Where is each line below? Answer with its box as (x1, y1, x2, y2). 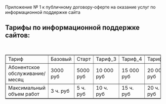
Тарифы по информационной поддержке (5, 24, 140, 32)
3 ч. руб (50, 87, 70, 94)
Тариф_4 (122, 55, 142, 62)
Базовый (50, 55, 72, 62)
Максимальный (8, 84, 46, 91)
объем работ (8, 90, 40, 97)
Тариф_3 (96, 55, 117, 62)
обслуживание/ (8, 70, 46, 77)
